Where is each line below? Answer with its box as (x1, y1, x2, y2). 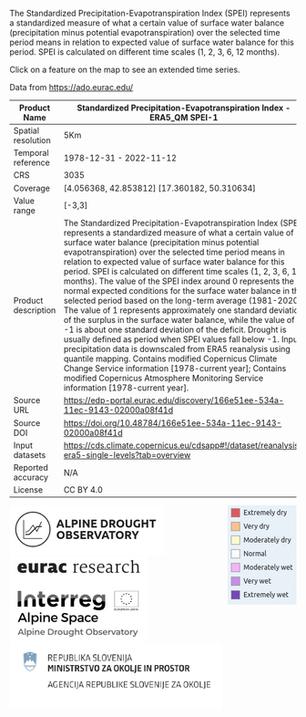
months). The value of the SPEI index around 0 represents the (63, 275, 294, 286)
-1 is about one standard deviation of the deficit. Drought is (63, 324, 287, 335)
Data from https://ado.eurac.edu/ (9, 82, 134, 92)
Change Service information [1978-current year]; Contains (63, 363, 287, 373)
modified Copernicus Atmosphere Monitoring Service (63, 373, 264, 383)
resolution (13, 134, 52, 145)
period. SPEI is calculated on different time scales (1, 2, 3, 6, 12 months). (9, 47, 280, 57)
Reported (13, 462, 48, 473)
